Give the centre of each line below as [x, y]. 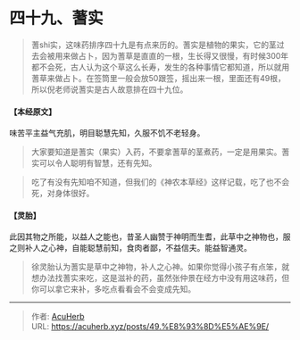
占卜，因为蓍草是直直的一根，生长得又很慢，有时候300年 [183, 55]
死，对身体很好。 [62, 194]
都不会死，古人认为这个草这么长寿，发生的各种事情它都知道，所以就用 [160, 67]
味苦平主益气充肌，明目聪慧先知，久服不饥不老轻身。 [107, 133]
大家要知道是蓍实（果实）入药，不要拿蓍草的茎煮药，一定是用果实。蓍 [160, 152]
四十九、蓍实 [57, 18]
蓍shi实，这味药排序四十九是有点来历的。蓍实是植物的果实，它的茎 [154, 45]
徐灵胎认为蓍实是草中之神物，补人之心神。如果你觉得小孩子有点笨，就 [160, 267]
